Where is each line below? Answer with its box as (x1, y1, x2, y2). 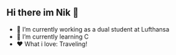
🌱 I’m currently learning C (16, 32, 89, 41)
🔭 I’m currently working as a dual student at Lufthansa (16, 25, 170, 33)
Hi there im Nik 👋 (6, 7, 79, 19)
